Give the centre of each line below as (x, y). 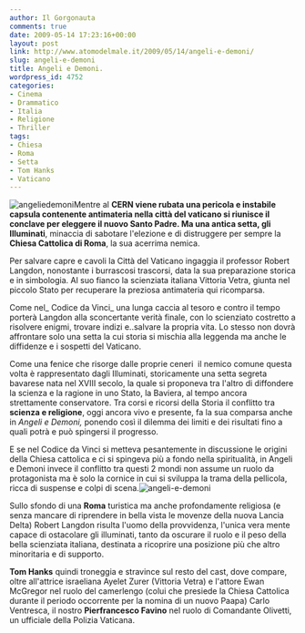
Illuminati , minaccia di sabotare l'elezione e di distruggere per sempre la (145, 234)
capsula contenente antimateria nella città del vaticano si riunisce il (140, 214)
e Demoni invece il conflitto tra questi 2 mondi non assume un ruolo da (142, 469)
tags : (20, 137)
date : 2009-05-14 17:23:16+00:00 (73, 35)
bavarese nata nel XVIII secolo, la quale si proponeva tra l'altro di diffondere (152, 383)
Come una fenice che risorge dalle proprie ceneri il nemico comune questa (151, 364)
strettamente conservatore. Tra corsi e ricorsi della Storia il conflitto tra (142, 403)
